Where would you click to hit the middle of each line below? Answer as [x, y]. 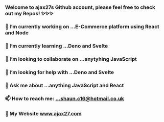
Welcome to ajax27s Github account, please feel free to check [80, 7]
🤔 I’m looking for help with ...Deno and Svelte [59, 72]
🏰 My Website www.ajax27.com [43, 114]
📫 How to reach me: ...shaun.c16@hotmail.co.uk [65, 98]
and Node [17, 32]
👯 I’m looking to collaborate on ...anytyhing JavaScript [71, 59]
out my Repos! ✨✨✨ [29, 13]
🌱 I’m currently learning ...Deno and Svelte [57, 46]
